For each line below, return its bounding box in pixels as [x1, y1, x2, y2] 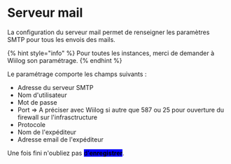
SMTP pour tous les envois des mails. [7, 35, 115, 43]
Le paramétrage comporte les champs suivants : [7, 70, 147, 78]
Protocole [17, 120, 45, 128]
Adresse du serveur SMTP [17, 83, 94, 91]
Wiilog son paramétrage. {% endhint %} [7, 56, 122, 64]
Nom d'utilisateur [17, 91, 68, 99]
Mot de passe [17, 98, 57, 106]
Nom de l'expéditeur [17, 128, 77, 136]
